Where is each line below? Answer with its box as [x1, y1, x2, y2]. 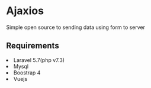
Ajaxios [6, 4, 44, 18]
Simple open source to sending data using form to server [6, 24, 146, 31]
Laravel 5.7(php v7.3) [14, 56, 65, 63]
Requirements [6, 41, 59, 51]
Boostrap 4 [14, 69, 41, 76]
